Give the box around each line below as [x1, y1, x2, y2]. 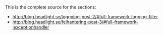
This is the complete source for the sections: [5, 4, 97, 10]
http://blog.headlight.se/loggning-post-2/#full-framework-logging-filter [12, 14, 159, 19]
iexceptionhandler [12, 24, 50, 30]
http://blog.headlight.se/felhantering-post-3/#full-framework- [12, 19, 139, 25]
